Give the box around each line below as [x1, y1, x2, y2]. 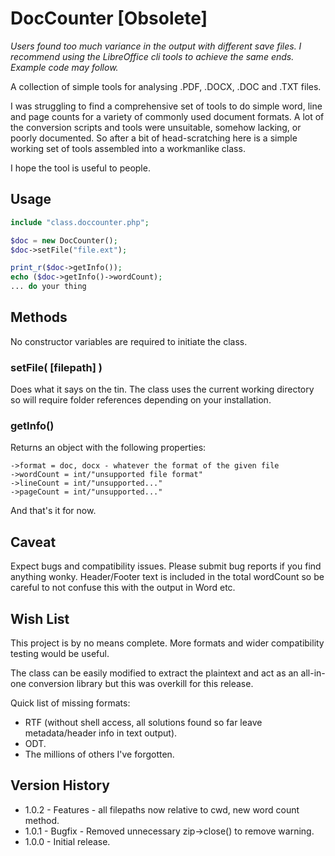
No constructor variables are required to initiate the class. [10, 335, 248, 347]
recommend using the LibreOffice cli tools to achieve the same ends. [10, 50, 295, 62]
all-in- [300, 667, 326, 679]
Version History [10, 777, 110, 794]
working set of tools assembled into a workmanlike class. [10, 142, 246, 154]
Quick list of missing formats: [10, 697, 131, 709]
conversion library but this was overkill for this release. [28, 678, 254, 690]
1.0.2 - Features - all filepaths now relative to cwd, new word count [24, 803, 300, 816]
